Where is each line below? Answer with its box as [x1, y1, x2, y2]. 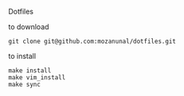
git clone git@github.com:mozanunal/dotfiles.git [8, 37, 177, 45]
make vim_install [8, 74, 66, 82]
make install [8, 67, 52, 75]
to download [8, 22, 49, 31]
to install [8, 52, 37, 60]
